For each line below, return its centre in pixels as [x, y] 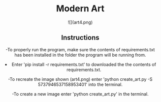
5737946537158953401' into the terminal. [80, 84]
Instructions [80, 38]
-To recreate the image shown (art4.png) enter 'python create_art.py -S [80, 79]
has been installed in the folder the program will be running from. [80, 55]
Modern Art [80, 9]
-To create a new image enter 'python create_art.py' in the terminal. [80, 94]
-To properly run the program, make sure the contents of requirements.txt [80, 49]
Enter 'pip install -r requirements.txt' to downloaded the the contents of [84, 64]
